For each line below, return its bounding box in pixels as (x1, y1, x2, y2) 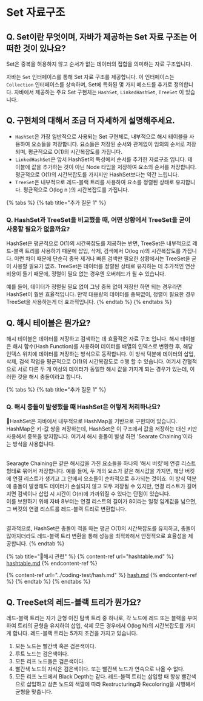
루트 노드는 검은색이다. (15, 650, 69, 657)
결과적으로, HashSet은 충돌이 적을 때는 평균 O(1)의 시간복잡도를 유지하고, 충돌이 (6, 525, 196, 532)
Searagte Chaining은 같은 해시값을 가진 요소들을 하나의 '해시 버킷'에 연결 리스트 (6, 460, 196, 467)
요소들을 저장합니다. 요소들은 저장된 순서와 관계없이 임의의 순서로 (31, 140, 185, 148)
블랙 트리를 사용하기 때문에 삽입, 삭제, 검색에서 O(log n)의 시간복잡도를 (13, 247, 181, 255)
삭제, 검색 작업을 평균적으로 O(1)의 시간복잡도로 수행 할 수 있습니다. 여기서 (6, 357, 181, 365)
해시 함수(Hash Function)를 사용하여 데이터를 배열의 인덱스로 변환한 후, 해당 (12, 342, 193, 350)
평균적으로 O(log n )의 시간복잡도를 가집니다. (23, 186, 130, 193)
